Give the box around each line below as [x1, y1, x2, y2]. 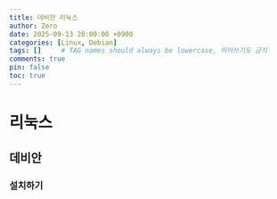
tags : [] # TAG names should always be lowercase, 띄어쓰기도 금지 [9, 46, 268, 55]
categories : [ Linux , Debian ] [9, 37, 118, 47]
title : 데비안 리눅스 [9, 12, 78, 22]
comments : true [9, 54, 66, 63]
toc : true [9, 71, 46, 80]
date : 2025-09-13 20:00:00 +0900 [9, 29, 134, 38]
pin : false [9, 63, 50, 72]
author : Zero [9, 21, 58, 30]
